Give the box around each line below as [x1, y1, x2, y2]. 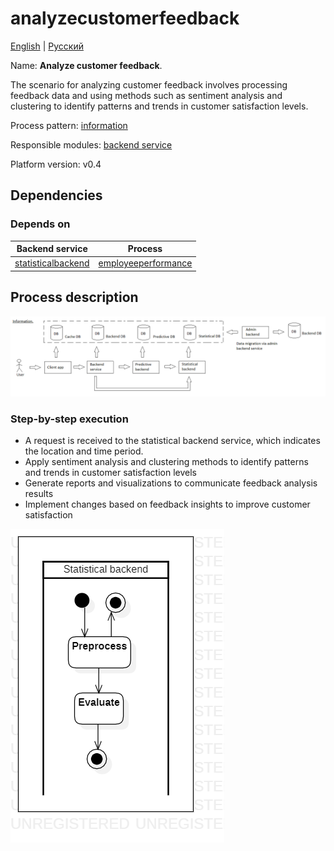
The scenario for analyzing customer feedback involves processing [10, 78, 288, 91]
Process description [10, 289, 139, 306]
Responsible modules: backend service [10, 138, 173, 151]
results [24, 487, 54, 499]
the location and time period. [24, 445, 144, 457]
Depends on [10, 217, 71, 231]
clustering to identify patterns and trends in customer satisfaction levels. [10, 100, 309, 112]
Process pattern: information [10, 119, 128, 131]
